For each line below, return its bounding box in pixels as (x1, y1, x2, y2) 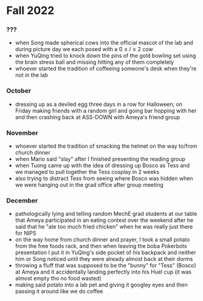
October (6, 86, 32, 95)
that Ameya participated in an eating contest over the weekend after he (15, 216, 194, 224)
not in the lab (15, 71, 49, 79)
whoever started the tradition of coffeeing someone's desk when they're (15, 65, 197, 72)
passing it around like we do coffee (15, 288, 103, 295)
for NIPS (15, 229, 36, 237)
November (6, 128, 38, 137)
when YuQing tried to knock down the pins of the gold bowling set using (15, 52, 196, 60)
